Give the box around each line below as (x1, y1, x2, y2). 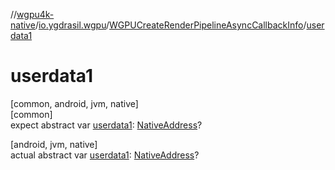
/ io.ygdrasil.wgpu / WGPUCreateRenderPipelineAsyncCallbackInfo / (34, 19, 307, 31)
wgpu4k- (16, 9, 55, 20)
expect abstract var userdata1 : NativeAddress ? (10, 119, 203, 131)
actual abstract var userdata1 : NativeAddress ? (10, 149, 200, 161)
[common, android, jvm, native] (10, 97, 139, 109)
